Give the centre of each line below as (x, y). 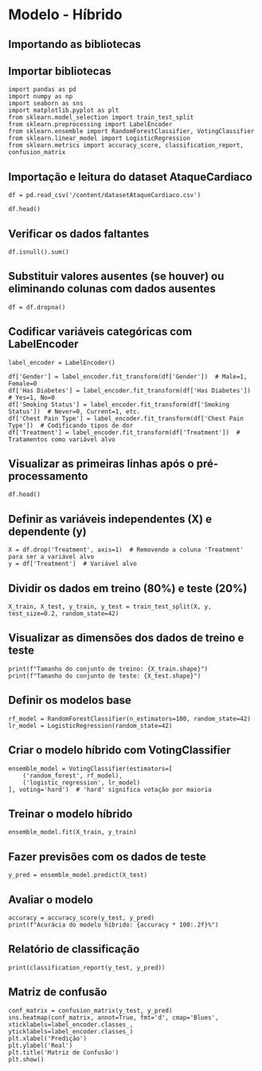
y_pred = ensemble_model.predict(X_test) (78, 875)
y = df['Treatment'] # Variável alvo (72, 564)
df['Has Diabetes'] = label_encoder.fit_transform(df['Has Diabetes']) (129, 390)
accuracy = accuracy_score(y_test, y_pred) (82, 918)
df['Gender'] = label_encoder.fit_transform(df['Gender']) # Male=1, (128, 377)
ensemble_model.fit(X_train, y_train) (72, 832)
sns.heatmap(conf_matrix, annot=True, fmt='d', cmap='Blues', (113, 1018)
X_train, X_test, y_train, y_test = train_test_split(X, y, (110, 607)
